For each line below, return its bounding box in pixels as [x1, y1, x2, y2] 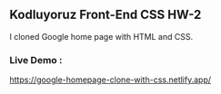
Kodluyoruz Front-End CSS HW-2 [9, 7, 202, 23]
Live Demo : [9, 53, 63, 66]
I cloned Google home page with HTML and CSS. [9, 31, 194, 42]
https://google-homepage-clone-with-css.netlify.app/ [9, 74, 212, 85]
